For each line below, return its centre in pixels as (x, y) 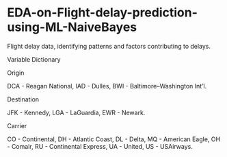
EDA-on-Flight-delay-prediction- (103, 13)
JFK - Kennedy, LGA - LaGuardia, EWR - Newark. (76, 112)
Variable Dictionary (34, 59)
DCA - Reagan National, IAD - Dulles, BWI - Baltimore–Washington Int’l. (107, 86)
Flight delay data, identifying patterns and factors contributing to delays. (109, 46)
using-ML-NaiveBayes (72, 27)
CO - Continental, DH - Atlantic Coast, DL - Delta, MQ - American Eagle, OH (114, 139)
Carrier (17, 125)
